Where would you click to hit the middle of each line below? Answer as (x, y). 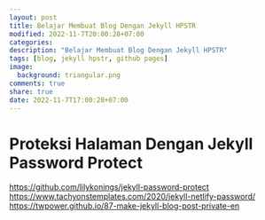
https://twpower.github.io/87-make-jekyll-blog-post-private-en (125, 206)
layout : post (33, 17)
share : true (31, 91)
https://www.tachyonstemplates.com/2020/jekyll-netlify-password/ (132, 197)
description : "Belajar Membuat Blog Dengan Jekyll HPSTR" (118, 51)
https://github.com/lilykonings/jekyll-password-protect (109, 187)
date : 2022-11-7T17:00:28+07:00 (69, 100)
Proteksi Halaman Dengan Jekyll (131, 144)
